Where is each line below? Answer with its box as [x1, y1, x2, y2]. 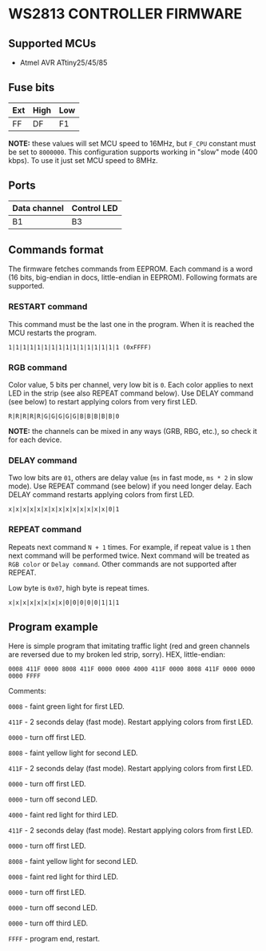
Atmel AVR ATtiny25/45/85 [19, 58, 108, 67]
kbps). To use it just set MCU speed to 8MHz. [8, 155, 158, 165]
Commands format [8, 243, 104, 257]
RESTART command [8, 301, 88, 312]
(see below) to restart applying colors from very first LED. [8, 397, 198, 407]
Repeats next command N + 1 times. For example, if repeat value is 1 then [8, 542, 252, 551]
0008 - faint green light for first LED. [8, 702, 125, 711]
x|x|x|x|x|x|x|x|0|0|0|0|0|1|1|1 [8, 599, 120, 607]
